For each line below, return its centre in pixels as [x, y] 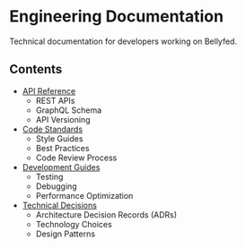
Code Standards [53, 129]
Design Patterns [66, 234]
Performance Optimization [84, 195]
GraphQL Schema [69, 110]
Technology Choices [74, 224]
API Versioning [63, 119]
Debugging [57, 186]
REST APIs [55, 100]
